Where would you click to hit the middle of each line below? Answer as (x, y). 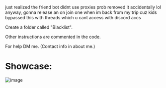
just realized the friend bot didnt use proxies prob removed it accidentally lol (83, 7)
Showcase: (29, 66)
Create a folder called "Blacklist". (39, 27)
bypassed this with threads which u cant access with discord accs (73, 18)
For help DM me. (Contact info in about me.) (50, 46)
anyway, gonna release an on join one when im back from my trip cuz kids (81, 12)
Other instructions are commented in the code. (53, 37)
